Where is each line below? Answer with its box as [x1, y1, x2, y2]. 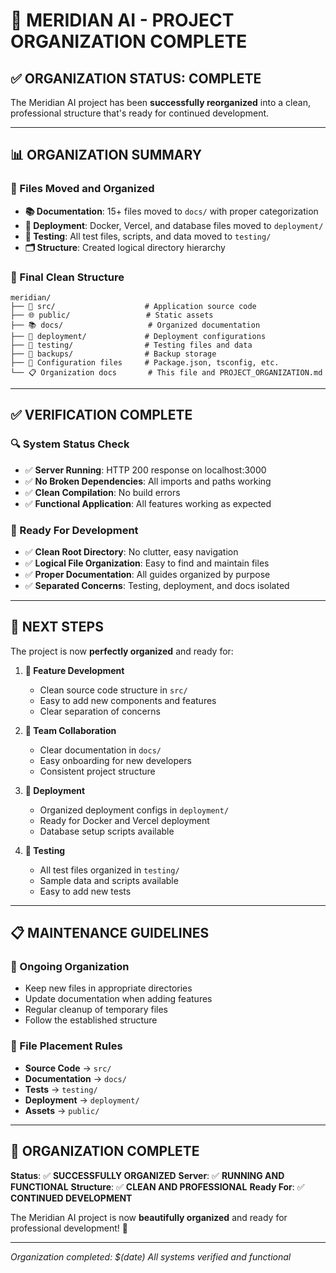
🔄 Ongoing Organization [10, 960, 130, 974]
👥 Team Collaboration [24, 724, 117, 736]
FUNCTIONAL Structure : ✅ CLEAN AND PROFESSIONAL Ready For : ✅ [10, 1180, 305, 1193]
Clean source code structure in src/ [39, 684, 188, 696]
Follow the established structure [24, 1014, 158, 1026]
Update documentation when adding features [24, 993, 213, 1005]
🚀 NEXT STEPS [10, 619, 104, 636]
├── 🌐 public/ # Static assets [10, 310, 214, 320]
